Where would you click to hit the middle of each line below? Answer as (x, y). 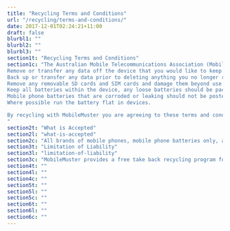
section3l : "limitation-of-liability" (62, 154)
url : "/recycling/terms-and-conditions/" (67, 20)
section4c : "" (27, 179)
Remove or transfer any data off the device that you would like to (107, 71)
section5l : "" (27, 192)
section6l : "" (27, 211)
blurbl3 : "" (24, 52)
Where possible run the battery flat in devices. (79, 103)
